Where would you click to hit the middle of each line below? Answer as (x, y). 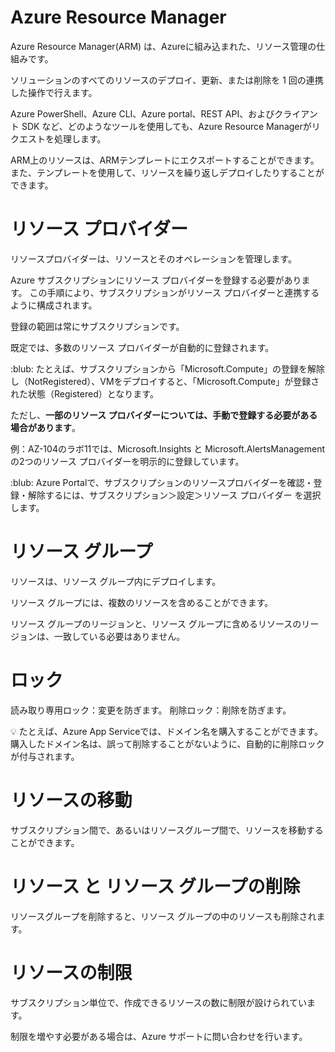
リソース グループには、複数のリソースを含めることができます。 (142, 602)
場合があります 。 (45, 427)
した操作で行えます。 (54, 92)
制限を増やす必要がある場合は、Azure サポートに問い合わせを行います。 (159, 1036)
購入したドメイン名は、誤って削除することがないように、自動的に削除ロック (167, 743)
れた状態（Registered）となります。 (84, 393)
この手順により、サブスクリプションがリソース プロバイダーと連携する (174, 292)
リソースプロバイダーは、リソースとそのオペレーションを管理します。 (153, 258)
